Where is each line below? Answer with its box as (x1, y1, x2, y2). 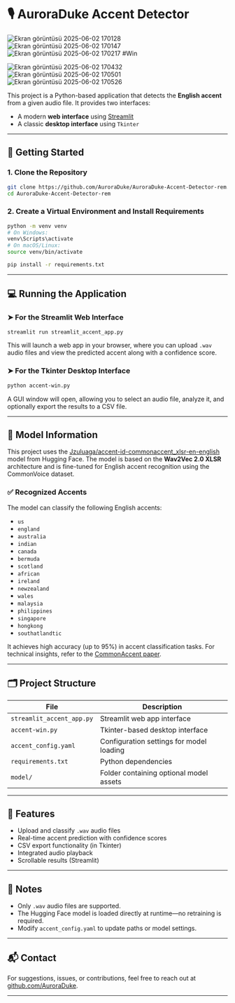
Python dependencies (100, 756, 173, 766)
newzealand (17, 585, 50, 592)
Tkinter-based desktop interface (100, 725, 208, 735)
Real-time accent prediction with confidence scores (17, 834, 167, 842)
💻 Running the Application (7, 288, 127, 300)
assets (100, 777, 122, 786)
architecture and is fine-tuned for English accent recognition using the (7, 463, 210, 471)
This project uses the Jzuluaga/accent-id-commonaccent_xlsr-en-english (7, 447, 220, 456)
